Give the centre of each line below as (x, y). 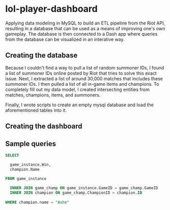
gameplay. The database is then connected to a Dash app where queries (81, 34)
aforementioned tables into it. (36, 110)
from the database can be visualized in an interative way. (65, 39)
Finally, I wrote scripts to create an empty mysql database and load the (79, 105)
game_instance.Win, (31, 165)
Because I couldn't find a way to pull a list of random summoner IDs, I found (85, 67)
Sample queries (31, 144)
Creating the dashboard (44, 126)
